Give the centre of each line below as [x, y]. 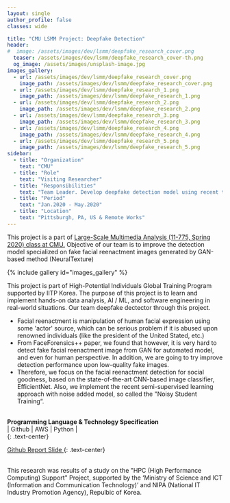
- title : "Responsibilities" [55, 186]
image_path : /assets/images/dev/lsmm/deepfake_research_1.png [110, 96]
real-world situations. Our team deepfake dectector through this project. [109, 307]
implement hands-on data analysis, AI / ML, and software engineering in [109, 300]
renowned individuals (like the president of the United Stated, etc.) [111, 335]
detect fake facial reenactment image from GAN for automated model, [115, 350]
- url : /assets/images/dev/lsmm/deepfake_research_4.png [96, 128]
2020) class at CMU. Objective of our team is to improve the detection [106, 244]
